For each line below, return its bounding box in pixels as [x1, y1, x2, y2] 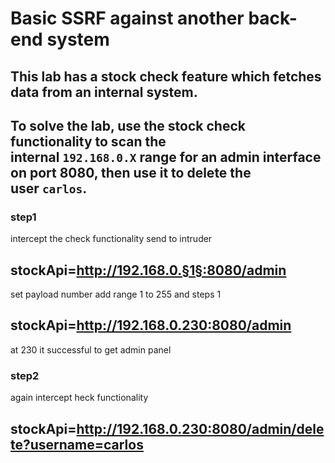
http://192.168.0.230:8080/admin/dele [76, 420, 325, 437]
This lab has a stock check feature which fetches [10, 68, 322, 85]
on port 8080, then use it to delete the [10, 164, 252, 181]
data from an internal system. [10, 83, 198, 101]
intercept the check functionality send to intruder [10, 233, 213, 245]
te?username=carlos [10, 436, 144, 453]
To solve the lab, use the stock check [10, 117, 246, 134]
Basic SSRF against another [10, 7, 245, 30]
